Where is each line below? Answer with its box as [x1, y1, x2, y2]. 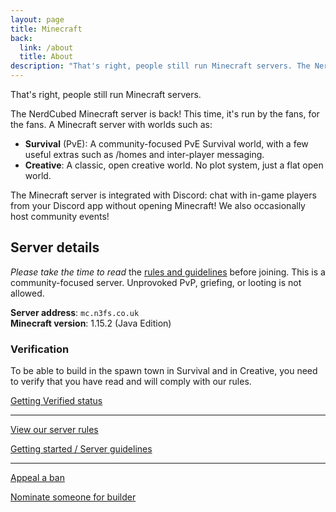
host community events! [10, 211, 110, 222]
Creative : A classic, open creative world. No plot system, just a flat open [24, 159, 324, 171]
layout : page [10, 14, 65, 25]
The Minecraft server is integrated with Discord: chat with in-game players [10, 189, 317, 201]
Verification [10, 342, 70, 356]
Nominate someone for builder [10, 491, 137, 503]
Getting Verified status [10, 395, 103, 407]
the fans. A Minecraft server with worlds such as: [10, 119, 213, 130]
